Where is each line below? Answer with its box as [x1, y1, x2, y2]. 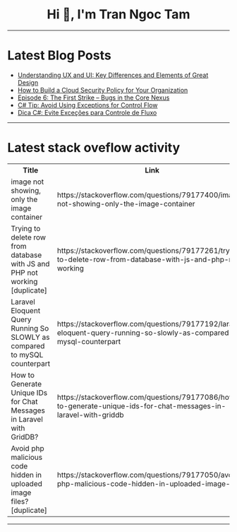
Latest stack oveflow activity [7, 140, 181, 156]
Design [17, 78, 39, 87]
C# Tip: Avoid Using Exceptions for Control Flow [17, 100, 158, 109]
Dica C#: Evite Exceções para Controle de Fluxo [17, 108, 157, 117]
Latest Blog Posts [7, 47, 111, 64]
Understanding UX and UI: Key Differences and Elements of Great [17, 71, 209, 79]
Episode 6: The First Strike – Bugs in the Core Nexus [17, 93, 170, 102]
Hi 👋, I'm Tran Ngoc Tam [47, 6, 190, 23]
